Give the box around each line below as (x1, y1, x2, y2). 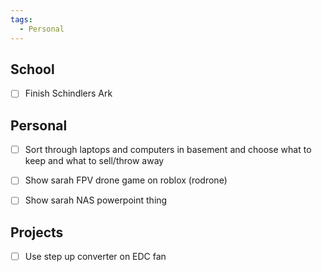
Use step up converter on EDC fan (24, 251, 167, 263)
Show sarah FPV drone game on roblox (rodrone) (24, 174, 228, 186)
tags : (10, 14, 33, 25)
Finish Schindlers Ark (24, 87, 113, 100)
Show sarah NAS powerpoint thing (24, 194, 168, 206)
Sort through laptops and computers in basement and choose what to (24, 144, 312, 156)
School (10, 61, 55, 78)
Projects (10, 224, 64, 241)
